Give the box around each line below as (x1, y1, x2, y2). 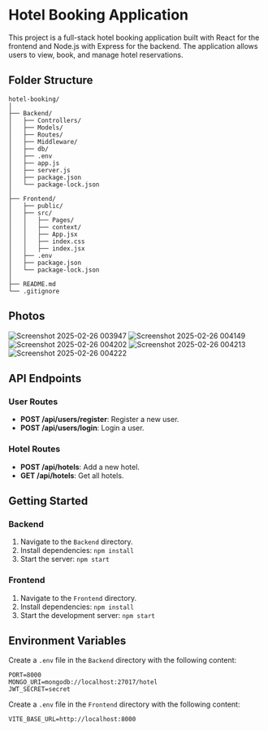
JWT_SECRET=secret (8, 685, 71, 694)
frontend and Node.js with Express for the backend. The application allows (8, 41, 258, 50)
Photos (8, 309, 45, 323)
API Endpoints (8, 372, 82, 385)
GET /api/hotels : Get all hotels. (19, 470, 124, 481)
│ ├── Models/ (8, 124, 63, 132)
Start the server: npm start (19, 555, 110, 564)
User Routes (8, 396, 58, 407)
